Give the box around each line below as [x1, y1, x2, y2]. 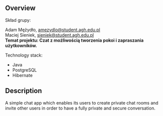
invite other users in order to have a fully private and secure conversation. [5, 105, 156, 111]
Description [5, 87, 42, 95]
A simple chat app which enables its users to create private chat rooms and [5, 100, 159, 106]
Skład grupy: [5, 17, 31, 23]
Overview [5, 4, 36, 12]
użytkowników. [5, 42, 37, 49]
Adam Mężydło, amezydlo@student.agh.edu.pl [5, 27, 100, 33]
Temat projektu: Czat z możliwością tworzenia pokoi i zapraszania [5, 37, 144, 43]
